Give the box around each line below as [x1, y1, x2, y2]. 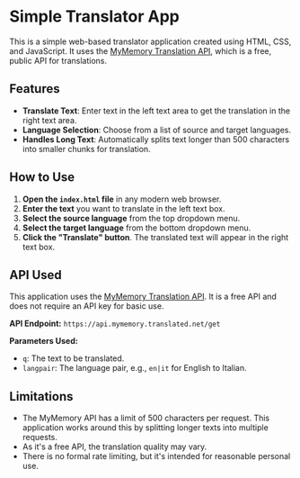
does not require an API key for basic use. [9, 301, 164, 311]
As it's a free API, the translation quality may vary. [22, 441, 207, 452]
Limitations [9, 389, 74, 404]
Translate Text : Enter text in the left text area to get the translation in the [22, 105, 290, 116]
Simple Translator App [9, 6, 180, 27]
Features [9, 81, 60, 96]
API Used [9, 267, 63, 283]
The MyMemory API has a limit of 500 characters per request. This [22, 412, 270, 424]
